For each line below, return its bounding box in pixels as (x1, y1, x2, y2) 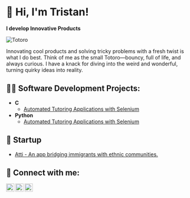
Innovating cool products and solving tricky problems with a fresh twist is (6, 47, 184, 55)
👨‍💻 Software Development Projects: (6, 84, 140, 94)
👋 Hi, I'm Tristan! (6, 5, 89, 19)
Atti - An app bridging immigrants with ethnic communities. (14, 150, 158, 158)
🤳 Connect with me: (6, 167, 80, 177)
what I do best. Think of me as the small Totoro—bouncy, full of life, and (6, 54, 181, 61)
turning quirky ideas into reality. (6, 66, 84, 73)
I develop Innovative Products (6, 25, 81, 32)
